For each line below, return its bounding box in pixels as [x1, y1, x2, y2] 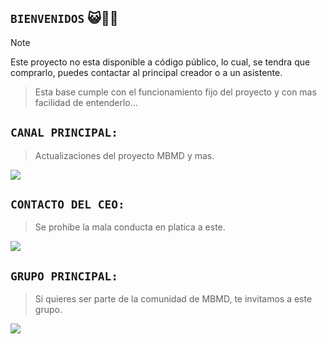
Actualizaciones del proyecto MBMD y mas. [34, 149, 215, 161]
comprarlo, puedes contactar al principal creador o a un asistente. [10, 66, 283, 78]
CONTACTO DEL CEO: [10, 197, 125, 212]
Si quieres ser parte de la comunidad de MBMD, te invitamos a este [34, 293, 313, 305]
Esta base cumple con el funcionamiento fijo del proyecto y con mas [34, 86, 317, 98]
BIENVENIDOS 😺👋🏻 [10, 10, 119, 27]
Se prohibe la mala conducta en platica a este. [34, 221, 226, 233]
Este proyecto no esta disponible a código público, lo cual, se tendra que [10, 56, 311, 68]
